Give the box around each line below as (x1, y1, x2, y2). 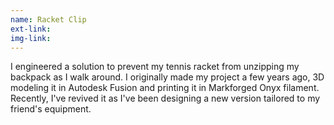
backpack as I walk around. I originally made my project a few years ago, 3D (10, 71, 325, 83)
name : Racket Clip (10, 14, 87, 25)
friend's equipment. (10, 103, 92, 115)
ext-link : (10, 24, 52, 34)
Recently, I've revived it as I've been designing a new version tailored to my (10, 92, 321, 105)
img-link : (10, 33, 52, 43)
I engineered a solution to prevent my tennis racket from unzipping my (10, 61, 300, 73)
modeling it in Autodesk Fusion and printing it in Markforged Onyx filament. (10, 82, 320, 94)
